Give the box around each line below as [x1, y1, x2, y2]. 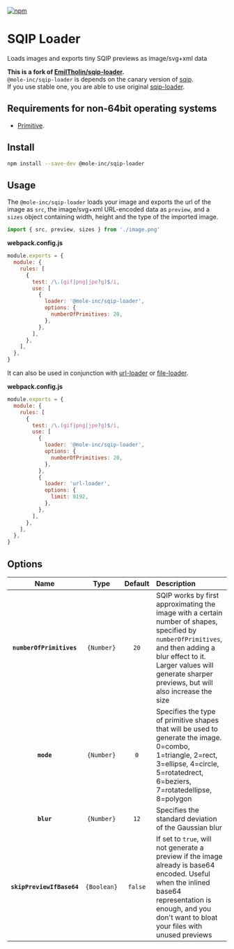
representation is [156, 895, 212, 904]
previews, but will [156, 677, 214, 687]
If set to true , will [156, 834, 212, 844]
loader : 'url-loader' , [44, 480, 111, 487]
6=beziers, [156, 776, 192, 786]
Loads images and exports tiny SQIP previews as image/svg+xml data [7, 54, 208, 62]
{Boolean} [85, 883, 118, 890]
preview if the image [156, 851, 223, 861]
